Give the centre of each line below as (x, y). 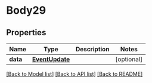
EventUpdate (51, 59)
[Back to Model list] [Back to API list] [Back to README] (75, 74)
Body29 (26, 10)
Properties (26, 33)
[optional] (129, 59)
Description (92, 49)
